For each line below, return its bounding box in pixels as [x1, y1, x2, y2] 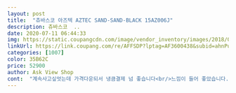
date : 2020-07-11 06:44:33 [7, 29, 86, 37]
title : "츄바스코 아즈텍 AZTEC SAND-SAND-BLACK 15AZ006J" [7, 17, 173, 24]
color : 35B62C [7, 56, 49, 63]
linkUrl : [7, 43, 33, 50]
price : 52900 [7, 62, 46, 69]
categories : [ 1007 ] [7, 50, 65, 57]
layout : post [7, 10, 46, 17]
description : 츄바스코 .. [7, 23, 81, 30]
